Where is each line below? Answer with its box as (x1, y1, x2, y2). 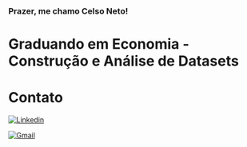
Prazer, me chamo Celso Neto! (8, 6, 129, 17)
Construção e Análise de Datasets (8, 52, 240, 70)
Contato (8, 89, 64, 107)
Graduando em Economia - (8, 35, 189, 54)
